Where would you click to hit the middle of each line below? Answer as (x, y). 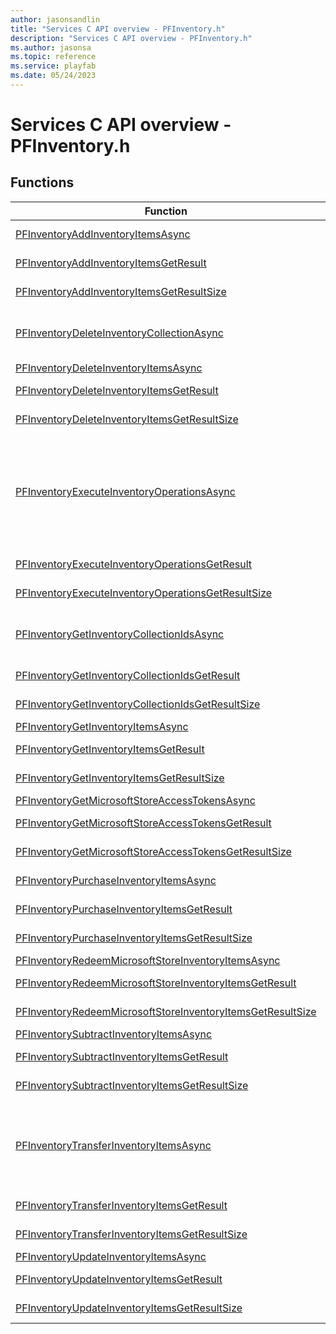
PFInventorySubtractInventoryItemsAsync (114, 1034)
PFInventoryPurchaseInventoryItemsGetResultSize (134, 938)
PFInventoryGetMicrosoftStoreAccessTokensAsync (135, 800)
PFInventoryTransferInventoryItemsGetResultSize (131, 1234)
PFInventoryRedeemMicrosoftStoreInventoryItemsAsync (148, 960)
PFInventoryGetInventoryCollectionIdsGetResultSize (138, 704)
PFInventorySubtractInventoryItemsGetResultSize (132, 1085)
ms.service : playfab (53, 66)
